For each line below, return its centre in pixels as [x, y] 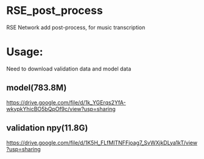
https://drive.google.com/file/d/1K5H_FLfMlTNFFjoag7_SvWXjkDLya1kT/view [102, 143]
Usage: [25, 52]
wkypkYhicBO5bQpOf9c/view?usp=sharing [61, 109]
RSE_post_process [55, 11]
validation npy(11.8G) [47, 128]
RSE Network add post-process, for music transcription [76, 27]
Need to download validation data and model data [69, 69]
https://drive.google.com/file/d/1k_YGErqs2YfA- [66, 102]
